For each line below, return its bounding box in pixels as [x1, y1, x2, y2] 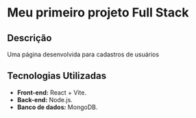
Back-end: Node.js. [16, 95, 73, 104]
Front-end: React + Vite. [16, 88, 87, 97]
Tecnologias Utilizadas [7, 70, 107, 82]
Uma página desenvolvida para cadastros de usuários [7, 50, 160, 58]
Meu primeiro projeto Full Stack [7, 5, 189, 21]
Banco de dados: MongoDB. [16, 103, 98, 111]
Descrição [7, 32, 52, 44]
